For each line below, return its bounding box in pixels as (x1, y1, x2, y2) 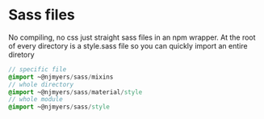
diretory (8, 49, 35, 59)
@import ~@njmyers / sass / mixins (8, 73, 114, 81)
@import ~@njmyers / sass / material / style (8, 87, 143, 96)
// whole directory (8, 80, 74, 88)
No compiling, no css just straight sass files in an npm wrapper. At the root (8, 32, 256, 42)
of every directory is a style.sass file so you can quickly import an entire (8, 40, 248, 50)
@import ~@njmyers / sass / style (8, 103, 111, 111)
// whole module (8, 96, 63, 104)
